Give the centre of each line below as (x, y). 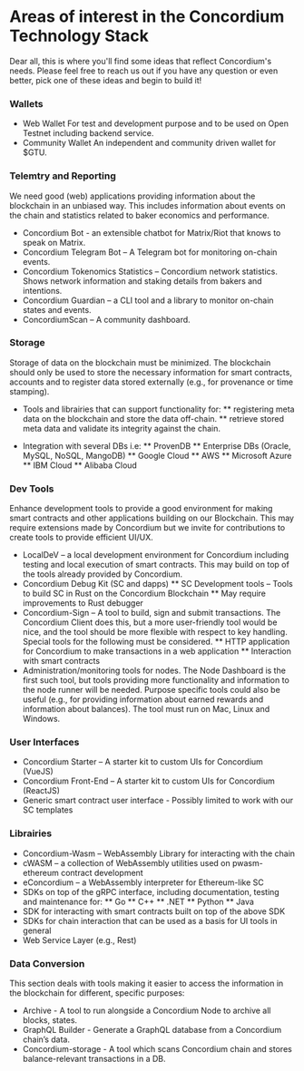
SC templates (48, 810)
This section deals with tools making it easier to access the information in (147, 983)
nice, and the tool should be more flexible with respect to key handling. (155, 632)
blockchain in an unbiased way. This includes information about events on (147, 205)
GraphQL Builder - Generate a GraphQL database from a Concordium (152, 1030)
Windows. (41, 719)
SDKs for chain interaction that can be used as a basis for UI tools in (150, 920)
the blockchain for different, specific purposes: (97, 993)
